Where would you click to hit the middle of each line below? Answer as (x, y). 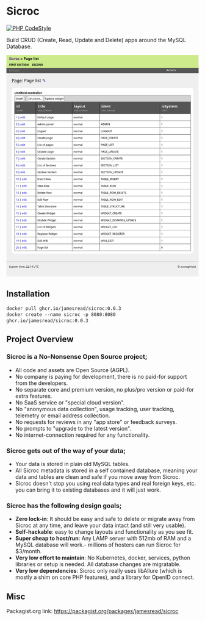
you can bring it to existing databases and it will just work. (88, 490)
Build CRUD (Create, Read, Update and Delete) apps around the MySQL (96, 40)
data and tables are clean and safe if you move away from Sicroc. (98, 476)
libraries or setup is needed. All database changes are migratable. (98, 564)
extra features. (34, 396)
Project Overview (40, 339)
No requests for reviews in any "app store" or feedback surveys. (96, 422)
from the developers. (41, 383)
